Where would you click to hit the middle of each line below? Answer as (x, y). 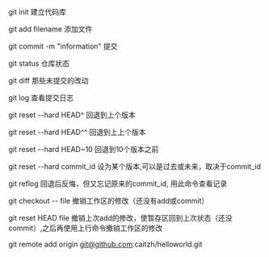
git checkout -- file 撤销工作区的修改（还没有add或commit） (109, 201)
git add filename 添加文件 (50, 29)
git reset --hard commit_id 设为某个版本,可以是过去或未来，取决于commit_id (134, 166)
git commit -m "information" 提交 (63, 46)
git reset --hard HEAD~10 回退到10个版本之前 (84, 149)
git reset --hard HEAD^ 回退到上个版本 (72, 115)
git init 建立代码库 (38, 12)
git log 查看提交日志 (41, 98)
